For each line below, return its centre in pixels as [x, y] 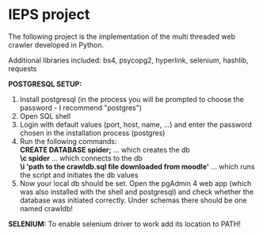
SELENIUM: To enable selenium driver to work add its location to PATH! [125, 224]
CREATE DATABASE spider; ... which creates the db [105, 150]
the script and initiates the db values [79, 175]
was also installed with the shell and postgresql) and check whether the [137, 191]
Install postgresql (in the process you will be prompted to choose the [131, 99]
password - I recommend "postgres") [81, 108]
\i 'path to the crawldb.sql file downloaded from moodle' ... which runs [137, 166]
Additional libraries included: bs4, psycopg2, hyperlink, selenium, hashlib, [128, 60]
